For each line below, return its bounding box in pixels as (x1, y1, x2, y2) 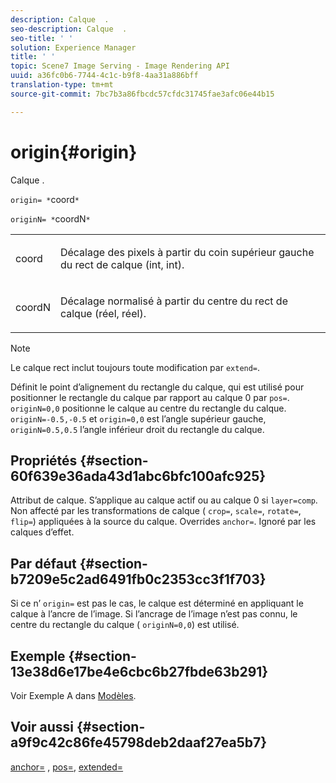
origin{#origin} (10, 141, 138, 163)
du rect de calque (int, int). (59, 257, 185, 271)
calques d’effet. (10, 526, 75, 538)
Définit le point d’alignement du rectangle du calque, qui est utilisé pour (10, 381, 305, 393)
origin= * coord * (10, 193, 80, 205)
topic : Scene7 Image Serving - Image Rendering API (10, 61, 230, 71)
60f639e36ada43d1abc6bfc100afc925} (10, 467, 267, 485)
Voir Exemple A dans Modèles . (10, 690, 137, 701)
